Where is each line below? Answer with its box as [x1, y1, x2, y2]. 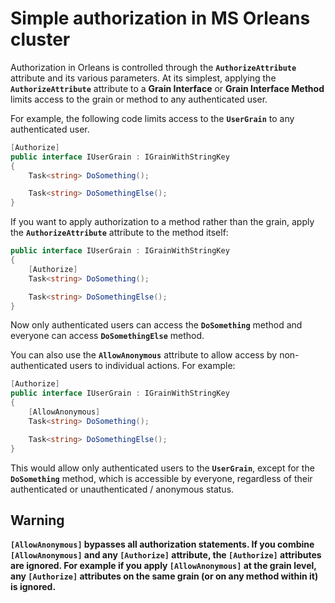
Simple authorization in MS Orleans [10, 7, 311, 30]
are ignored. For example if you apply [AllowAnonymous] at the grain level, [10, 560, 317, 572]
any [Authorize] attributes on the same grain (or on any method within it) [10, 570, 319, 582]
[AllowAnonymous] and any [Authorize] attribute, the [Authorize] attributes [10, 549, 322, 561]
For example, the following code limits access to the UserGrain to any [10, 112, 295, 124]
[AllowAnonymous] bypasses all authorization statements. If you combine [10, 538, 315, 551]
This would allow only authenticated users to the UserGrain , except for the [10, 462, 315, 474]
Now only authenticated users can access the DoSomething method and [10, 319, 303, 331]
